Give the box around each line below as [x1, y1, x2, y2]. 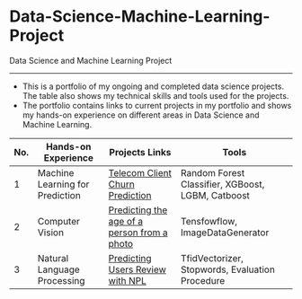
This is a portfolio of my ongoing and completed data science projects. [22, 81, 285, 92]
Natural [37, 251, 69, 264]
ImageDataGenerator [180, 226, 270, 239]
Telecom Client [108, 166, 173, 179]
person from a [108, 226, 168, 239]
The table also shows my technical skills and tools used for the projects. [22, 90, 289, 101]
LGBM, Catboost [180, 189, 250, 201]
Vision [37, 226, 65, 239]
